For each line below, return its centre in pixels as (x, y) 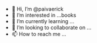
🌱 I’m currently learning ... (43, 21)
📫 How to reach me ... (39, 34)
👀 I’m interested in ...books (44, 15)
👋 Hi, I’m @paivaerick (37, 9)
